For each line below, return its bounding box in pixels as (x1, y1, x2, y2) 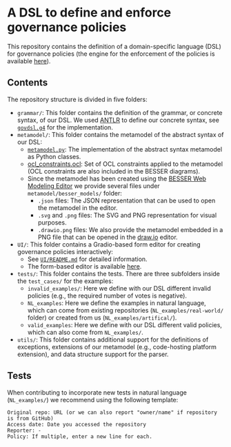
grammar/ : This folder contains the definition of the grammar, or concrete (17, 108, 223, 116)
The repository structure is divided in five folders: (7, 95, 148, 103)
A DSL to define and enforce (7, 5, 172, 21)
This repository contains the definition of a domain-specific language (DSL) (7, 42, 222, 50)
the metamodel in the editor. (37, 203, 118, 211)
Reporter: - (7, 427, 41, 434)
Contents (7, 77, 48, 89)
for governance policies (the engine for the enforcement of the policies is (7, 50, 215, 58)
